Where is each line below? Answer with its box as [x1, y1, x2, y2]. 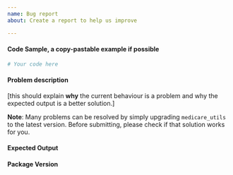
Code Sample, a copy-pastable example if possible [7, 45, 160, 54]
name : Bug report [7, 10, 59, 18]
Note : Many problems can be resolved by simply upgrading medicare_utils [7, 112, 226, 121]
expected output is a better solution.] [7, 99, 115, 107]
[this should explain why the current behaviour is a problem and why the [7, 91, 218, 99]
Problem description [7, 76, 68, 85]
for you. [7, 128, 30, 136]
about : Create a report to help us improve [7, 17, 138, 24]
